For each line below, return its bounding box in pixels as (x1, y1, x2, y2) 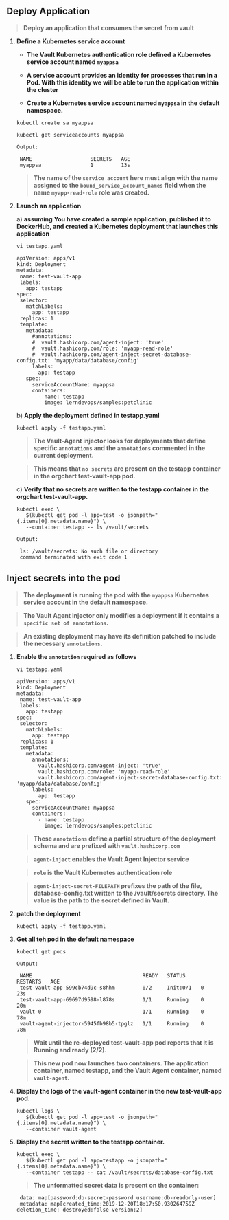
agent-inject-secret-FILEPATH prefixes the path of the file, (33, 881, 202, 889)
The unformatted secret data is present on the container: (33, 1181, 200, 1189)
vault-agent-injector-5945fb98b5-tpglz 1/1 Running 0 (19, 1020, 204, 1027)
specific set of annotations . (23, 619, 109, 627)
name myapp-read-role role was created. (33, 188, 150, 197)
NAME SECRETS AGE (19, 155, 131, 162)
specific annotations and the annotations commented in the (33, 443, 206, 452)
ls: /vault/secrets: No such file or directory (19, 548, 158, 555)
